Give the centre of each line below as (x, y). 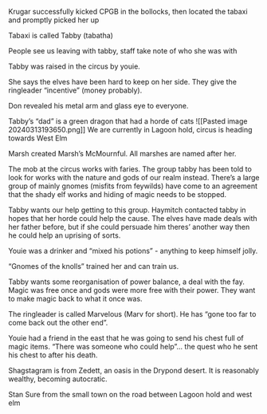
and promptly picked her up (54, 20)
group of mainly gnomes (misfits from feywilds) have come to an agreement (133, 186)
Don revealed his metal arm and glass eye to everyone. (98, 106)
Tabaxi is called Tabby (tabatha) (61, 35)
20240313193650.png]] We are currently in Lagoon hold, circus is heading (130, 130)
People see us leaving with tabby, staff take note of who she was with (123, 51)
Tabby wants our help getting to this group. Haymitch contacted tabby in (127, 210)
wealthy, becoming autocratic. (58, 379)
